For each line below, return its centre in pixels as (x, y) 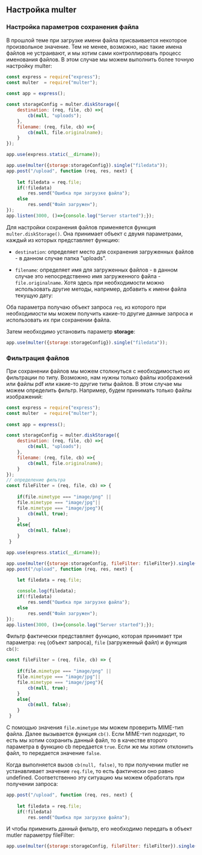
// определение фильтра (36, 480)
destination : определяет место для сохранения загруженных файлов (104, 252)
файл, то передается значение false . (54, 753)
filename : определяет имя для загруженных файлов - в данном (96, 270)
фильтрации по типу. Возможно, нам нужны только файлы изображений (99, 377)
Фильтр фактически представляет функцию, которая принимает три (94, 636)
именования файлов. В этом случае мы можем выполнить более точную (100, 59)
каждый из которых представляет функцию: (63, 240)
